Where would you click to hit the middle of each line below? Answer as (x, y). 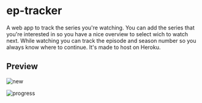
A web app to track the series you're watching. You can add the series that (100, 28)
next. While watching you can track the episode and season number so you (101, 40)
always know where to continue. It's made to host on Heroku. (84, 47)
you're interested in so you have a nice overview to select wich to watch (97, 34)
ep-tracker (34, 11)
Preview (22, 67)
